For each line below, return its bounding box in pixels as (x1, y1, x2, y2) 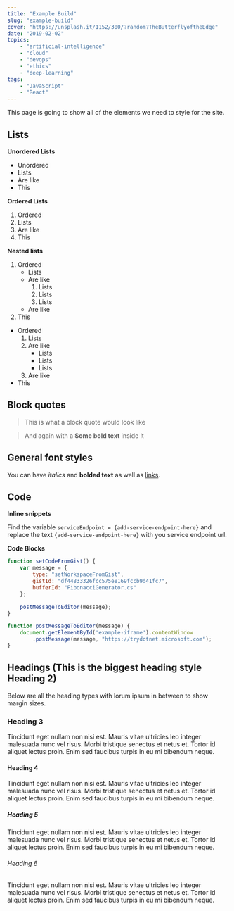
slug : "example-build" (7, 17, 74, 24)
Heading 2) (7, 673, 57, 685)
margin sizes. (7, 698, 46, 708)
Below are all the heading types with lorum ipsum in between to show (7, 691, 209, 700)
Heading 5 (7, 810, 39, 819)
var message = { (20, 565, 68, 572)
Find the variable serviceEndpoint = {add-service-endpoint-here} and (7, 523, 212, 532)
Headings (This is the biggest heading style (7, 662, 202, 674)
